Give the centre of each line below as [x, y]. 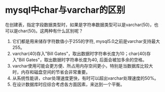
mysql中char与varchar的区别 [65, 10]
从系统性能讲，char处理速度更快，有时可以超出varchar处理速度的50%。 [85, 78]
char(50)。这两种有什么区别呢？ [50, 31]
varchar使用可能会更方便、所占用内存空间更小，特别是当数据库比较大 [82, 66]
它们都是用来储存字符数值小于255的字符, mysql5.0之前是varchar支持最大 [86, 41]
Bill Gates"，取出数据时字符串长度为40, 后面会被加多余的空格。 [83, 60]
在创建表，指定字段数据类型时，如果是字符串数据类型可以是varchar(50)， [80, 25]
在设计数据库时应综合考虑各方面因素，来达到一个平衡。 [68, 84]
